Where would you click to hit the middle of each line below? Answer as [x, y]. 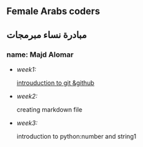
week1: [26, 70]
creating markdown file [49, 110]
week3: [27, 123]
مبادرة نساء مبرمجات [47, 35]
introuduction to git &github [55, 83]
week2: [27, 97]
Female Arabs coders [54, 11]
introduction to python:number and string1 [76, 137]
